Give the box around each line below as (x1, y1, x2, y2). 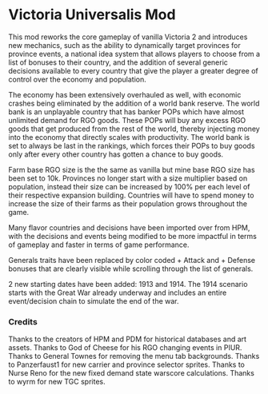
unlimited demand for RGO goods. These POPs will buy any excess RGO (8, 115, 246, 125)
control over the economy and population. (8, 74, 146, 84)
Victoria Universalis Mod (8, 6, 176, 24)
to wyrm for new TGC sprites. (8, 377, 106, 387)
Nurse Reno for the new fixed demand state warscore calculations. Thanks (8, 368, 254, 378)
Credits (8, 316, 38, 327)
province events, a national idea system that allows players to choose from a (8, 49, 261, 58)
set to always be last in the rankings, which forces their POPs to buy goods (8, 141, 255, 150)
